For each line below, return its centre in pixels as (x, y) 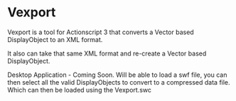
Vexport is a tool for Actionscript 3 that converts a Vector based (101, 32)
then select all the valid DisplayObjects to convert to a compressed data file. (119, 82)
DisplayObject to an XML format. (55, 39)
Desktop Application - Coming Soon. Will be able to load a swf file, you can (117, 75)
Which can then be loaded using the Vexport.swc (79, 90)
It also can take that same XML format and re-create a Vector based (107, 53)
